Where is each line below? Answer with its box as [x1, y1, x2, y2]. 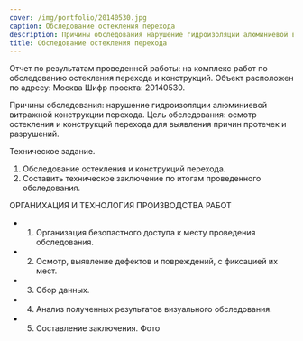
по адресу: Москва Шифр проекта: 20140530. [9, 82, 186, 93]
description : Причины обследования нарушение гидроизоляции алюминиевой [9, 30, 289, 39]
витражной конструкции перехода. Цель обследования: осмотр [9, 109, 257, 120]
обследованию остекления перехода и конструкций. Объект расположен [9, 73, 294, 84]
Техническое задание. [9, 146, 96, 157]
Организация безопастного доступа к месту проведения [35, 227, 256, 238]
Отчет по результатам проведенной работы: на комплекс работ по [9, 63, 268, 74]
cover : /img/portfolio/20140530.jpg [9, 13, 147, 23]
